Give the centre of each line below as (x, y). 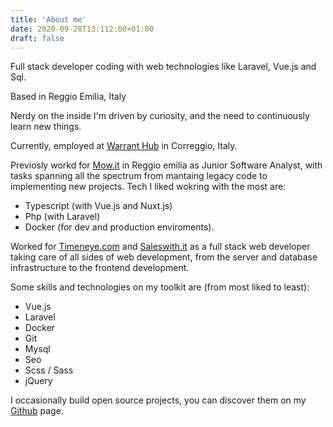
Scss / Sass (49, 370)
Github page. (37, 411)
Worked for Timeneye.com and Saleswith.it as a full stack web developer (160, 247)
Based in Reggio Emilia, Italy (68, 97)
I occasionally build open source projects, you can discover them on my (158, 400)
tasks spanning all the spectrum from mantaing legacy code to (139, 176)
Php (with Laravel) (62, 217)
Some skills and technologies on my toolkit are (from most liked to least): (160, 287)
